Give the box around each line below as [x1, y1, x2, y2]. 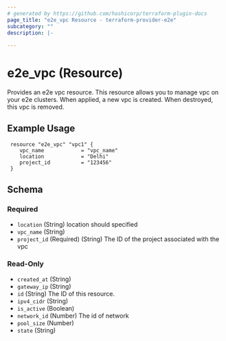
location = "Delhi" [19, 153, 109, 160]
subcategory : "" [7, 23, 54, 30]
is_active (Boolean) [16, 304, 75, 312]
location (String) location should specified [16, 220, 138, 228]
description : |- [7, 29, 54, 37]
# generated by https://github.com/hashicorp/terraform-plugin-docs [7, 10, 207, 17]
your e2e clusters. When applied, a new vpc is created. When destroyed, [7, 96, 213, 104]
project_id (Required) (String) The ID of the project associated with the [16, 235, 220, 243]
